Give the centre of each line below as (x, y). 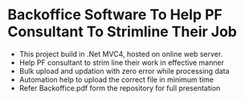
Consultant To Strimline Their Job (122, 32)
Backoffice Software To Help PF (115, 15)
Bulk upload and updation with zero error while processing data (124, 71)
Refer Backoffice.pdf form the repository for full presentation (120, 88)
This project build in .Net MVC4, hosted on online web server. (121, 54)
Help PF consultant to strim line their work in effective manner (121, 63)
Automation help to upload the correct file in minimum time (116, 79)
